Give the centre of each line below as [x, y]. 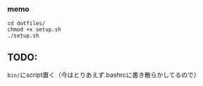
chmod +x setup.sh [34, 30]
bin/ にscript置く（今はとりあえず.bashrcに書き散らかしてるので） [104, 75]
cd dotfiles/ [26, 24]
